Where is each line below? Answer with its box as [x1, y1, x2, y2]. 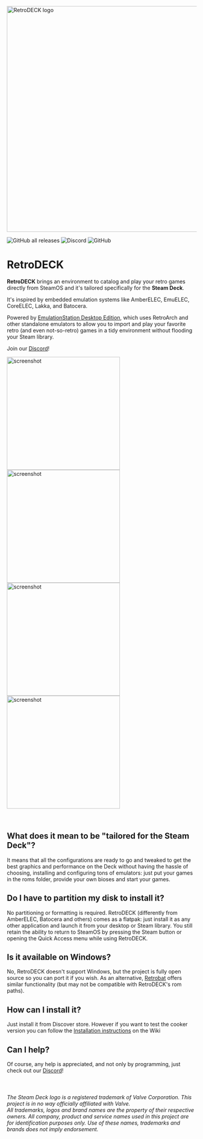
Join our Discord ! [7, 345, 50, 352]
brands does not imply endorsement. [7, 1125, 99, 1132]
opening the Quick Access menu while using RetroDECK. [7, 934, 148, 942]
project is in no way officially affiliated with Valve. [7, 1100, 131, 1107]
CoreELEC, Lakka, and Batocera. [7, 302, 88, 310]
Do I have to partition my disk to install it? [7, 893, 164, 903]
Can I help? [7, 1044, 50, 1055]
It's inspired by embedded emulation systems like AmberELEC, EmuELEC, [7, 296, 190, 303]
